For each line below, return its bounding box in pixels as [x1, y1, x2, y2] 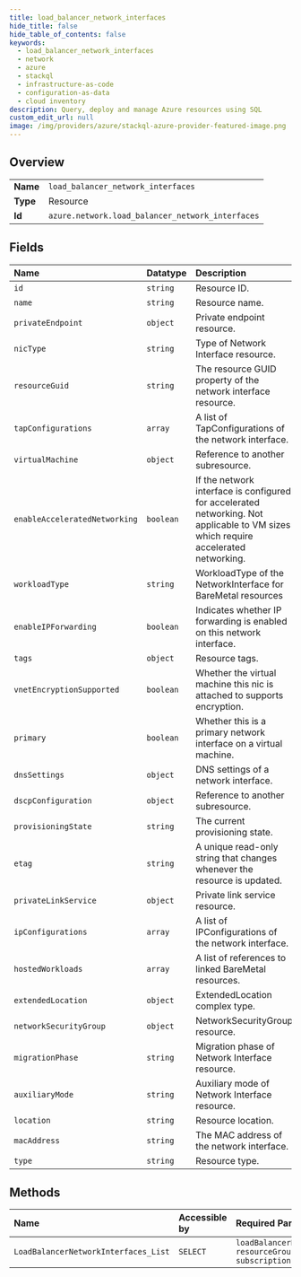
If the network [195, 473, 255, 485]
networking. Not [195, 507, 263, 520]
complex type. [195, 1000, 255, 1012]
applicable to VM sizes [195, 518, 291, 530]
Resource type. [195, 1154, 260, 1167]
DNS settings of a [195, 763, 270, 775]
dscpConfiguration [13, 795, 92, 806]
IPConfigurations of [195, 925, 278, 938]
